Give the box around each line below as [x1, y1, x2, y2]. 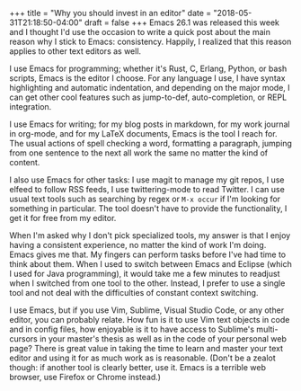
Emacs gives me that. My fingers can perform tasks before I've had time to [9, 249, 286, 260]
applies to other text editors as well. [9, 46, 142, 57]
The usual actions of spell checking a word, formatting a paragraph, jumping [9, 138, 292, 148]
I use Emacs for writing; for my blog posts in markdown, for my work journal [9, 119, 290, 129]
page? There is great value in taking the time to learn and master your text [9, 343, 284, 353]
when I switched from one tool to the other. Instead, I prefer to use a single [9, 278, 286, 289]
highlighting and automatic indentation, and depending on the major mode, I [9, 83, 290, 93]
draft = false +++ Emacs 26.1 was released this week [84, 17, 280, 28]
